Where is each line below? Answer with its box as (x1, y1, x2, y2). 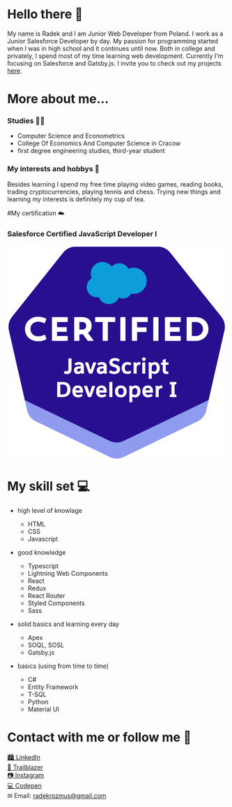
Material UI (27, 705, 59, 713)
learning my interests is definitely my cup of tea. (7, 195, 146, 203)
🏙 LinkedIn (7, 753, 40, 761)
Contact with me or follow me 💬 (7, 729, 192, 746)
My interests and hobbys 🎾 (7, 164, 100, 174)
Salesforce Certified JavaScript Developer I (7, 228, 157, 238)
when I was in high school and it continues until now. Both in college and (7, 44, 215, 52)
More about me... (7, 91, 109, 107)
